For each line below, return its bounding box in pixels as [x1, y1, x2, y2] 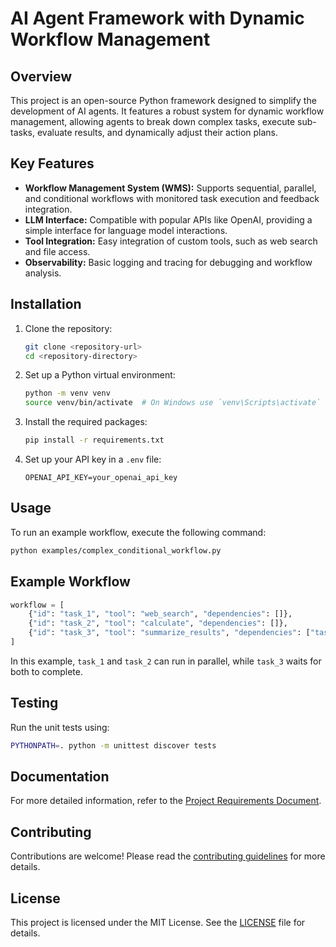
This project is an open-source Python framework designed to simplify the [10, 95, 317, 106]
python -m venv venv [24, 388, 111, 399]
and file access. [24, 245, 91, 257]
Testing [10, 695, 59, 712]
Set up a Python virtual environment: [24, 369, 176, 381]
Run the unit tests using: [10, 721, 110, 733]
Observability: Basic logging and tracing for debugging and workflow [24, 256, 313, 268]
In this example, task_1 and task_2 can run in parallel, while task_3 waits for [10, 655, 322, 667]
